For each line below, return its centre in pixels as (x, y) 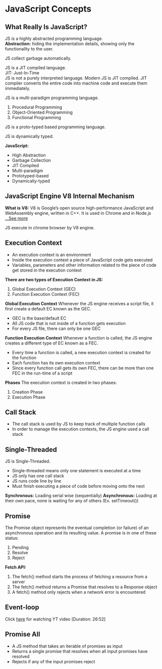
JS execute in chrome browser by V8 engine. (50, 227)
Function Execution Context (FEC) (46, 294)
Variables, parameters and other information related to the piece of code (84, 265)
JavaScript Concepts (48, 9)
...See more (16, 218)
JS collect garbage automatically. (38, 58)
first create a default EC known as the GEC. (48, 309)
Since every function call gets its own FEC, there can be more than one (83, 368)
